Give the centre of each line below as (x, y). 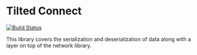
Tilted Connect (44, 11)
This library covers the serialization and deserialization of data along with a (99, 39)
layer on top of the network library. (49, 45)
